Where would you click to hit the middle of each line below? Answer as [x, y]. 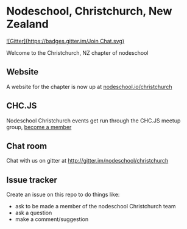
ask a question [34, 213]
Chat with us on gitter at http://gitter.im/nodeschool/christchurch [87, 161]
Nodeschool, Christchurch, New [89, 11]
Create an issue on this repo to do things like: [63, 195]
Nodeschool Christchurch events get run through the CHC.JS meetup [94, 121]
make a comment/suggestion [52, 219]
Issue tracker [32, 180]
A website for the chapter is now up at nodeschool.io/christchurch [89, 86]
